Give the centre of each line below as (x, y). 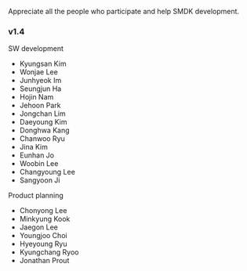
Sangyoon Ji (40, 180)
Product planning (36, 196)
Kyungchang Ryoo (49, 252)
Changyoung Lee (47, 172)
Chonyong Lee (43, 211)
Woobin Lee (39, 164)
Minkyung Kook (45, 219)
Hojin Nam (36, 97)
